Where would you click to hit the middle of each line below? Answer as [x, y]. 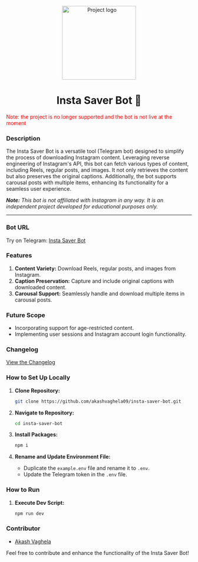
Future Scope [26, 315]
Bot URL [18, 227]
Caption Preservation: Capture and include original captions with [94, 281]
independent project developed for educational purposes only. [82, 207]
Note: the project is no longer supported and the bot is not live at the [89, 117]
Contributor [23, 528]
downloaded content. [40, 287]
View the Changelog [31, 362]
